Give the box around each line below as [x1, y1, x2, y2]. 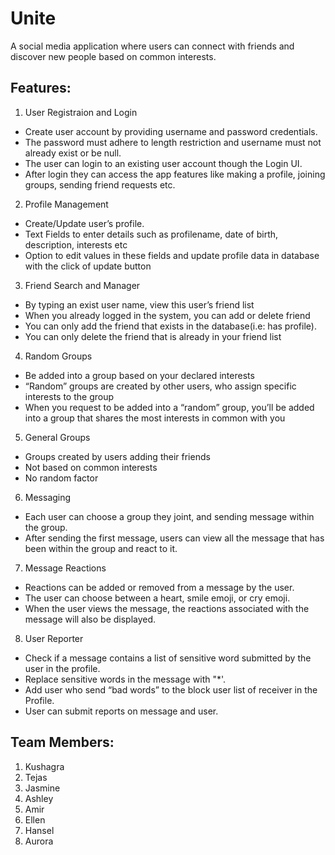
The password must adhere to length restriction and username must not [24, 136, 322, 148]
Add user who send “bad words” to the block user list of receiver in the [24, 683, 318, 696]
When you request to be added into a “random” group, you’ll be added [24, 401, 315, 413]
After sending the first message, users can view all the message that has [24, 532, 325, 544]
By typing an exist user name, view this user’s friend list [24, 298, 255, 311]
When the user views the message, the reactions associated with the [24, 602, 310, 614]
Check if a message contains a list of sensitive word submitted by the [24, 652, 312, 664]
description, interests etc [24, 238, 128, 251]
